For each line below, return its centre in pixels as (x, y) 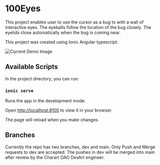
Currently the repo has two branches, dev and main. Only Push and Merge (80, 147)
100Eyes (23, 9)
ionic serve (19, 91)
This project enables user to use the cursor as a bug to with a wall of (74, 22)
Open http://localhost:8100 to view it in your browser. (59, 110)
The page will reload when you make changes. (52, 120)
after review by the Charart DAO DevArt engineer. (55, 157)
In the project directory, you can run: (42, 78)
